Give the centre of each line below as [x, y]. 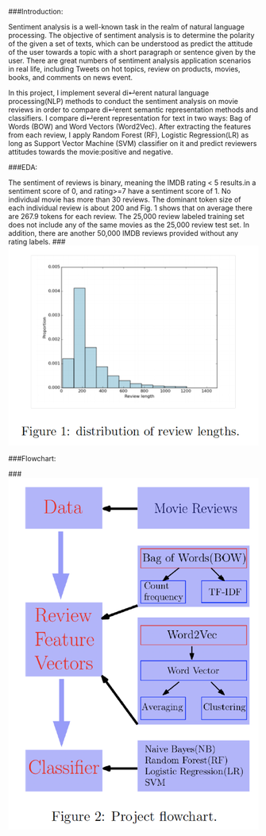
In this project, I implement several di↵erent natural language [109, 93]
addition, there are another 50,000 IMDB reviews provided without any [123, 233]
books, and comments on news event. [71, 77]
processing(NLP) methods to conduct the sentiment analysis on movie [123, 101]
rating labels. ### [37, 242]
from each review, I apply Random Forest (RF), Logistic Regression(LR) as [129, 135]
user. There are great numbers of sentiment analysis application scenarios [130, 60]
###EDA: [23, 167]
